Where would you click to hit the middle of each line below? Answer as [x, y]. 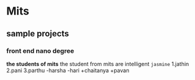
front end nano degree [40, 51]
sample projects [38, 34]
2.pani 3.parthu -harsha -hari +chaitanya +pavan [68, 70]
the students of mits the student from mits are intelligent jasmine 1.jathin [98, 64]
